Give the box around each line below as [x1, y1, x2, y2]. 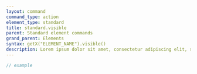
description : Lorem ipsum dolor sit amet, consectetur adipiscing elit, [6, 47, 188, 52]
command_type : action [6, 14, 59, 20]
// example [6, 62, 33, 68]
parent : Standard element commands [6, 30, 93, 36]
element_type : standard [6, 19, 64, 25]
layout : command [6, 8, 46, 15]
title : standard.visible [6, 24, 67, 31]
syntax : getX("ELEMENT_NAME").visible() [6, 41, 107, 47]
